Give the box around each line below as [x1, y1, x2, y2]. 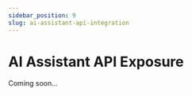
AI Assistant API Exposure [8, 53, 184, 71]
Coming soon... [8, 79, 58, 88]
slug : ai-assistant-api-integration [8, 19, 129, 27]
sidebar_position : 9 [8, 11, 77, 20]
